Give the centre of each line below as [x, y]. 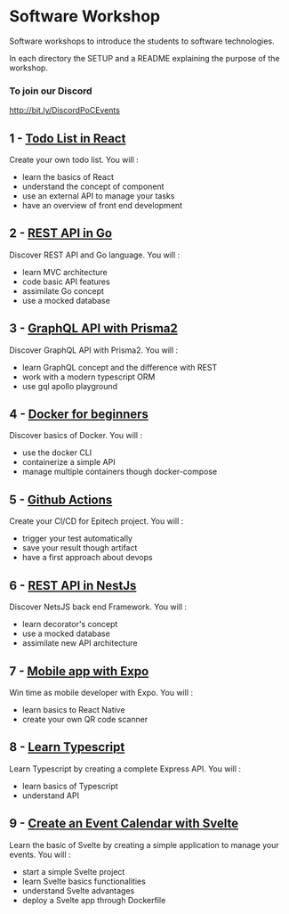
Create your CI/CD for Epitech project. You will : [96, 521]
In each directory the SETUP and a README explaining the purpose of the [144, 58]
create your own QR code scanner [85, 719]
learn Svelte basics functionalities [84, 881]
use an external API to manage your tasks [98, 196]
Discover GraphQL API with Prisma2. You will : [94, 350]
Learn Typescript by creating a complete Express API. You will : [125, 769]
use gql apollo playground [70, 386]
